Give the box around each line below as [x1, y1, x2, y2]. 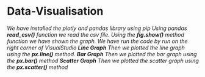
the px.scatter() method [7, 63, 68, 71]
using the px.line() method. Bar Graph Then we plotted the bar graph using [7, 50, 197, 57]
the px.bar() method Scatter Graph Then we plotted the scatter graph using [7, 57, 199, 64]
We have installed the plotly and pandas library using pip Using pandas [7, 24, 187, 32]
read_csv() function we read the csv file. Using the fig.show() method [7, 31, 185, 38]
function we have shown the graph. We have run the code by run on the [7, 37, 188, 45]
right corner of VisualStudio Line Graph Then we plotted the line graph [7, 44, 185, 51]
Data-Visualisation [7, 4, 104, 18]
